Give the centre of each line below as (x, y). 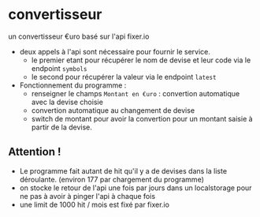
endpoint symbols (59, 68)
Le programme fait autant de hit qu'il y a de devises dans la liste (123, 170)
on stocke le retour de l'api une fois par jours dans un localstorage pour (136, 188)
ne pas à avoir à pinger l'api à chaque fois (87, 196)
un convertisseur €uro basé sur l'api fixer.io (79, 36)
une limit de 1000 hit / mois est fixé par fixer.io (94, 204)
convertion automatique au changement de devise (113, 110)
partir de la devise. (61, 127)
